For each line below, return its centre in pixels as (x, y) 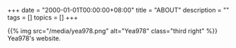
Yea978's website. (34, 38)
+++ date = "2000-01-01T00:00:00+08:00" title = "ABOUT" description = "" (118, 10)
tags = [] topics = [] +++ (43, 17)
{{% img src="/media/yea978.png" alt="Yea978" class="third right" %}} (113, 31)
